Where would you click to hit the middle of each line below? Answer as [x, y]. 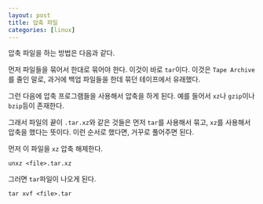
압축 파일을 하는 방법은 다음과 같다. [62, 53]
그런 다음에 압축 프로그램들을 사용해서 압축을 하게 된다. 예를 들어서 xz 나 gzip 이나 [131, 96]
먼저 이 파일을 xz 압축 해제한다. [56, 149]
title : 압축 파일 [33, 23]
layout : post [29, 15]
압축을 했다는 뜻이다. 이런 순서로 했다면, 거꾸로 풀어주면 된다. [101, 132]
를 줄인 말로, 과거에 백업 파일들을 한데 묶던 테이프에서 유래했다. [104, 80]
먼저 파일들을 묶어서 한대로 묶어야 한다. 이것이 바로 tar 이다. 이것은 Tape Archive [131, 70]
